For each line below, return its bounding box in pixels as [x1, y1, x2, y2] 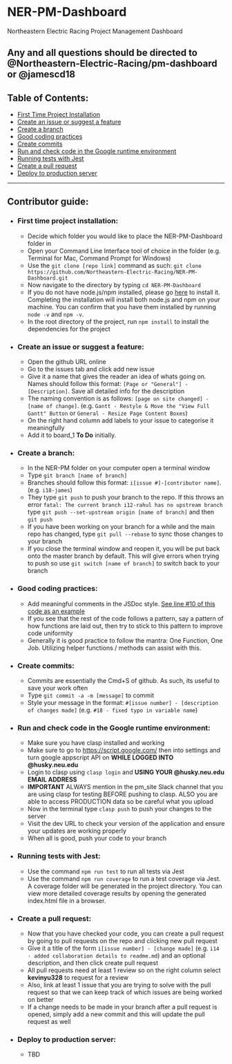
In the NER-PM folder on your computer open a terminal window [27, 464, 211, 472]
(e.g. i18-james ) [27, 486, 72, 494]
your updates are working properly [27, 826, 126, 835]
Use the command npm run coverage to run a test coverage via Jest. [27, 874, 221, 882]
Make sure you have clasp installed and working [27, 739, 165, 747]
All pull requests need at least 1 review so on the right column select [27, 966, 221, 974]
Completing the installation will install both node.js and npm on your [27, 295, 220, 304]
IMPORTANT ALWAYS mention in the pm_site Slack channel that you [27, 783, 223, 791]
